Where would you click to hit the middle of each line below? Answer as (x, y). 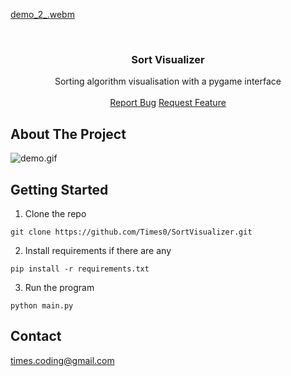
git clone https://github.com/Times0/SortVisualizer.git (131, 232)
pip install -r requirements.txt (80, 269)
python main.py (42, 305)
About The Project (68, 134)
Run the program (59, 287)
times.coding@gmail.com (62, 360)
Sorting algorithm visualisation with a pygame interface (168, 81)
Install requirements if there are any (98, 250)
